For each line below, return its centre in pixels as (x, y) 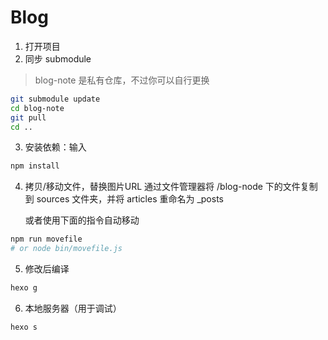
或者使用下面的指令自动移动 (82, 220)
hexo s (24, 327)
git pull (28, 117)
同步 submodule (58, 58)
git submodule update (55, 99)
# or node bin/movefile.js (66, 249)
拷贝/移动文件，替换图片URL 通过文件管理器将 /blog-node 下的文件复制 (171, 187)
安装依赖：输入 (55, 147)
